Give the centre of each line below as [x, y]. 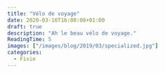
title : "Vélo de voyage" [44, 14]
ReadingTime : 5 [29, 40]
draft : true [25, 26]
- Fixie [25, 59]
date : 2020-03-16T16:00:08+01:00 [56, 20]
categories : [25, 53]
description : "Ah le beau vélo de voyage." [72, 33]
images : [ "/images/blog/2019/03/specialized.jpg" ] [83, 46]
